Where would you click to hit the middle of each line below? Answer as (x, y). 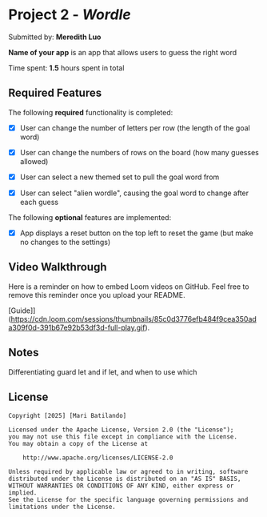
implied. (23, 493)
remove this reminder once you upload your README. (97, 295)
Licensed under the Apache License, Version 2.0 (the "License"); (121, 430)
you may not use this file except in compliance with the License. (123, 437)
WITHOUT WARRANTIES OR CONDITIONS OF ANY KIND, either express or (121, 486)
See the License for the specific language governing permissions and (128, 499)
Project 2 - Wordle (70, 15)
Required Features (55, 93)
